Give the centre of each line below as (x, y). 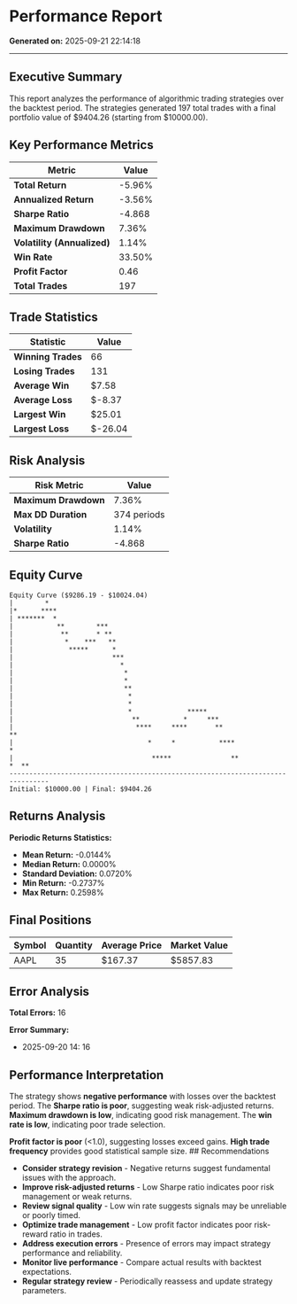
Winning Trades (48, 357)
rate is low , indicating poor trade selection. (88, 1125)
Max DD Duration (50, 515)
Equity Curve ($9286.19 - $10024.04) (79, 595)
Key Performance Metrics (81, 145)
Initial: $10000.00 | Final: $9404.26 (80, 789)
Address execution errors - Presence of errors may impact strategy (146, 1244)
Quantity (73, 945)
